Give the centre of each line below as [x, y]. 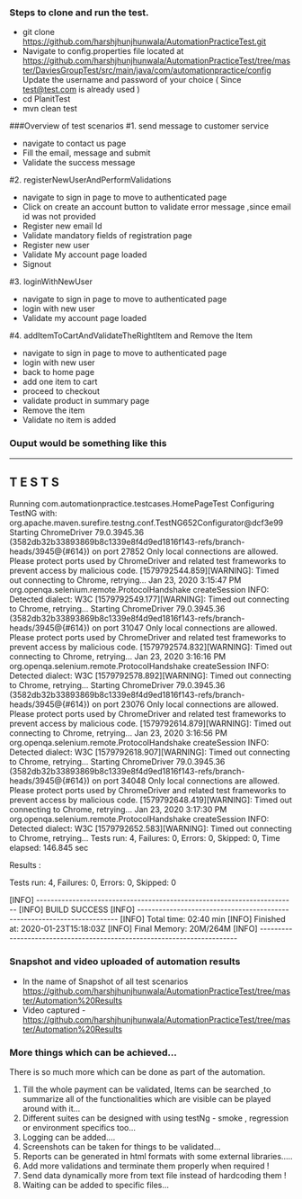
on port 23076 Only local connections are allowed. [185, 704]
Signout [37, 264]
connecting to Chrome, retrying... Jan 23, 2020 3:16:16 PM [118, 657]
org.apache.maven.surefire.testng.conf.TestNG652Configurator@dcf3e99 [147, 523]
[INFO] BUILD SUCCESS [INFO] [77, 909]
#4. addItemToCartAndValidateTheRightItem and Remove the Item [131, 336]
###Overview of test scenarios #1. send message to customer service [139, 126]
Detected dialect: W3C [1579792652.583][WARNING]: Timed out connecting [151, 828]
